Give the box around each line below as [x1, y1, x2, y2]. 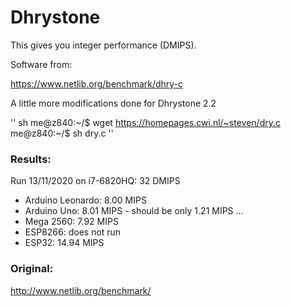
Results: [10, 152, 52, 166]
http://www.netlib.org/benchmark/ [10, 284, 152, 296]
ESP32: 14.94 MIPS [24, 237, 105, 249]
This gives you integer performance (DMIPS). [10, 39, 197, 51]
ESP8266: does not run [24, 226, 122, 238]
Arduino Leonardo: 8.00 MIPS [24, 194, 147, 206]
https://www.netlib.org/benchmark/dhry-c [10, 77, 184, 90]
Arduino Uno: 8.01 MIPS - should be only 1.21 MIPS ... [24, 205, 244, 217]
